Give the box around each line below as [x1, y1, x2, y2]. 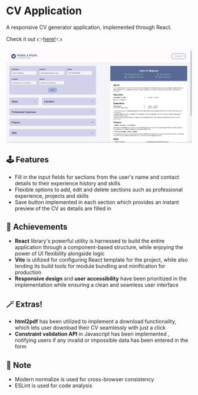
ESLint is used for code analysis [14, 382, 93, 389]
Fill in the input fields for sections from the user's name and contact [14, 173, 179, 181]
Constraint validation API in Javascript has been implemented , [14, 331, 170, 338]
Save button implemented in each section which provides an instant [14, 198, 180, 205]
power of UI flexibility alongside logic [14, 250, 105, 257]
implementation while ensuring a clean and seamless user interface [14, 282, 179, 289]
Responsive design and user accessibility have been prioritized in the [14, 275, 187, 282]
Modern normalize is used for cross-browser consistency [14, 376, 154, 383]
